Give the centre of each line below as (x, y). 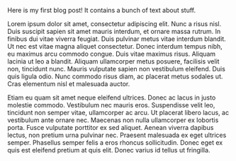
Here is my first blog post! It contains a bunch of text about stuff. (102, 10)
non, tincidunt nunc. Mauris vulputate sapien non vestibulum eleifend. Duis (116, 69)
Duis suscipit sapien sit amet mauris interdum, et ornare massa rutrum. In (114, 31)
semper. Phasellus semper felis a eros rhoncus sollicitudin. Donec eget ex (115, 143)
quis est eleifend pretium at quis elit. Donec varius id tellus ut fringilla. (109, 150)
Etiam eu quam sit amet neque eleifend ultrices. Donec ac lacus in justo (112, 97)
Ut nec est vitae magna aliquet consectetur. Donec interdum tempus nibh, (115, 46)
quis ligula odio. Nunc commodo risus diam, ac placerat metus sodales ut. (115, 76)
